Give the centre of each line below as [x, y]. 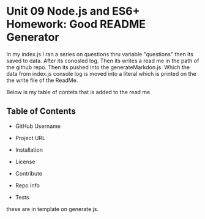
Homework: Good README [76, 24]
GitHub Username [38, 126]
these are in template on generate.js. [53, 209]
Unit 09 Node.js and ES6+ [73, 11]
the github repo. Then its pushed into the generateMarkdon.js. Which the [98, 67]
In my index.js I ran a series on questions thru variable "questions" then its [100, 54]
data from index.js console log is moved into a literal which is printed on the [102, 73]
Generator [33, 37]
